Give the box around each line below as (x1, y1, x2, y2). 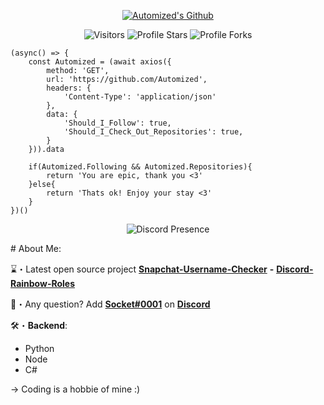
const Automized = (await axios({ (28, 57, 172, 67)
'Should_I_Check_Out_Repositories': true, (63, 127, 244, 137)
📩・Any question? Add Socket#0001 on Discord (10, 298, 211, 310)
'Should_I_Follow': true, (63, 118, 172, 128)
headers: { (46, 83, 92, 93)
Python (24, 343, 55, 354)
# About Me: (10, 243, 62, 254)
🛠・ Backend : (10, 320, 68, 331)
